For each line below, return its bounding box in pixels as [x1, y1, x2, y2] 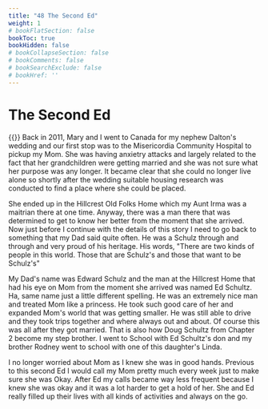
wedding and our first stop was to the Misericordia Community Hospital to [8, 141, 252, 150]
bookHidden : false [8, 42, 70, 50]
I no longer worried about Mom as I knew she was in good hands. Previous [8, 357, 254, 367]
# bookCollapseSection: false [8, 49, 110, 57]
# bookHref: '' [8, 71, 59, 79]
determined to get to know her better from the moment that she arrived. [8, 215, 245, 225]
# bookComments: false [8, 57, 84, 65]
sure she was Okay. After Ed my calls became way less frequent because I [8, 374, 254, 384]
